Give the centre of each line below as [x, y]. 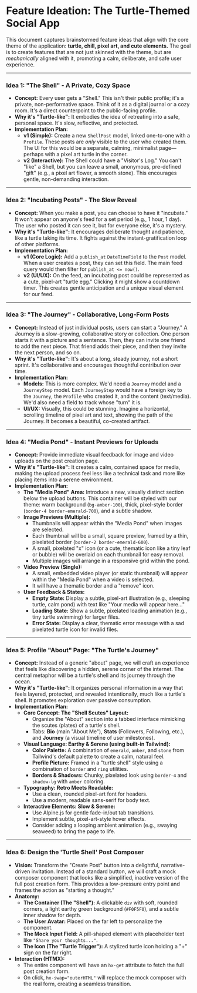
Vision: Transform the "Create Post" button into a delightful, [87, 865]
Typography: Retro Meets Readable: [68, 788]
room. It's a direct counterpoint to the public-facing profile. [86, 110]
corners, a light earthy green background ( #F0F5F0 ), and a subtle [101, 908]
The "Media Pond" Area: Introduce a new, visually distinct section [103, 492]
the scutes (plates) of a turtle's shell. [76, 725]
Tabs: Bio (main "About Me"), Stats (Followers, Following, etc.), [108, 732]
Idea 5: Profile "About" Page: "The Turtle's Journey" [83, 650]
